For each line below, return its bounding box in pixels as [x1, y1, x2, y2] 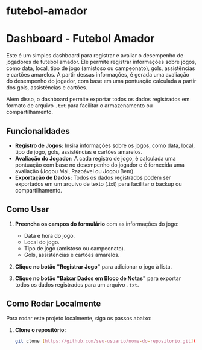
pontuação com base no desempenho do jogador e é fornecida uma [14, 161, 185, 168]
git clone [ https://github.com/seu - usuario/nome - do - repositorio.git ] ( [14, 338, 197, 344]
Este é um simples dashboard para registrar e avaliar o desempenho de [6, 52, 184, 59]
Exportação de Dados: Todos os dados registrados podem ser [14, 174, 171, 181]
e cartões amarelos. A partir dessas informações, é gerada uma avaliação [6, 71, 190, 78]
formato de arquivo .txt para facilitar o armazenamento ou [6, 102, 153, 109]
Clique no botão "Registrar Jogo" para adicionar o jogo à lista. [14, 262, 172, 270]
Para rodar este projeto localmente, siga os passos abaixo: [6, 314, 152, 322]
